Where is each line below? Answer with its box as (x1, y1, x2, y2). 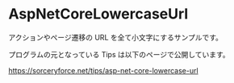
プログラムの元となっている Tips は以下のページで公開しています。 (8, 49, 230, 59)
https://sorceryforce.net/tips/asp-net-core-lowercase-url (8, 65, 199, 75)
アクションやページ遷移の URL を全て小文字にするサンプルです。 (8, 32, 224, 42)
